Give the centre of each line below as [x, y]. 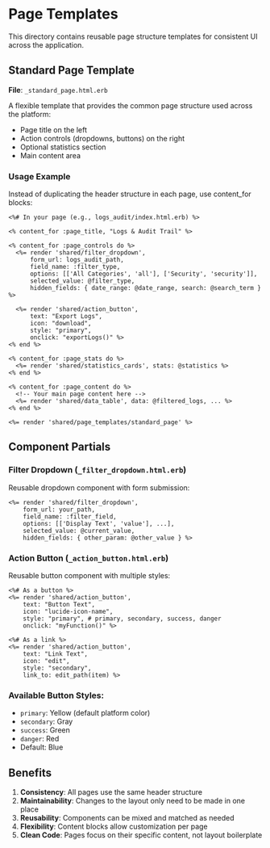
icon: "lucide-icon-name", [68, 612]
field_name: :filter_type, [75, 267]
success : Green [45, 730]
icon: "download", [60, 324]
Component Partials [60, 447]
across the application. [46, 44]
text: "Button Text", [59, 605]
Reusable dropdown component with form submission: [99, 487]
